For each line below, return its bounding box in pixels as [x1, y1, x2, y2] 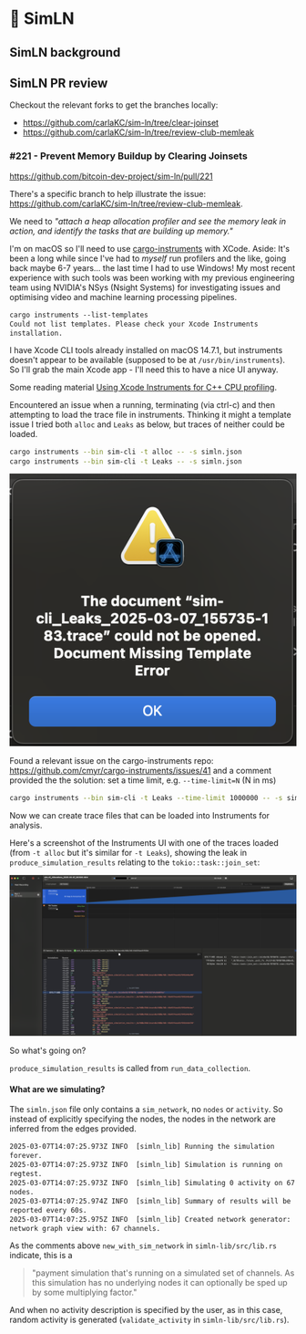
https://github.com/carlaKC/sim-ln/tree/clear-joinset [22, 118, 219, 129]
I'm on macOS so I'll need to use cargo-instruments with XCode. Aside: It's [9, 243, 290, 254]
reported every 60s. [9, 1206, 88, 1215]
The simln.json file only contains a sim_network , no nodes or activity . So [9, 1104, 284, 1115]
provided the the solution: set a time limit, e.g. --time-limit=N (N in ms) [9, 775, 277, 786]
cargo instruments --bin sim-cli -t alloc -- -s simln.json [9, 447, 243, 456]
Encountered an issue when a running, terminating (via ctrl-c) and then [9, 399, 276, 410]
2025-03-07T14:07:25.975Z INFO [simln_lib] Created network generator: [9, 1215, 291, 1225]
